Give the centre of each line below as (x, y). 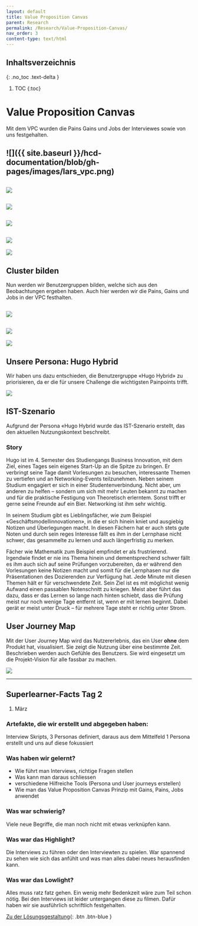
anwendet (27, 796)
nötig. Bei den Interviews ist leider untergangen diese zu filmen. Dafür (91, 899)
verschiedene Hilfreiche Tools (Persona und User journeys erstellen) (98, 784)
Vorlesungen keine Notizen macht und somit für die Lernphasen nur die (93, 570)
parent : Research (27, 22)
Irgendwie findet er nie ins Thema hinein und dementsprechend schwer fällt (98, 558)
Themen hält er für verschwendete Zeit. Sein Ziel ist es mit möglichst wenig (98, 583)
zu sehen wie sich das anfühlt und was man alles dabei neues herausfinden (98, 858)
